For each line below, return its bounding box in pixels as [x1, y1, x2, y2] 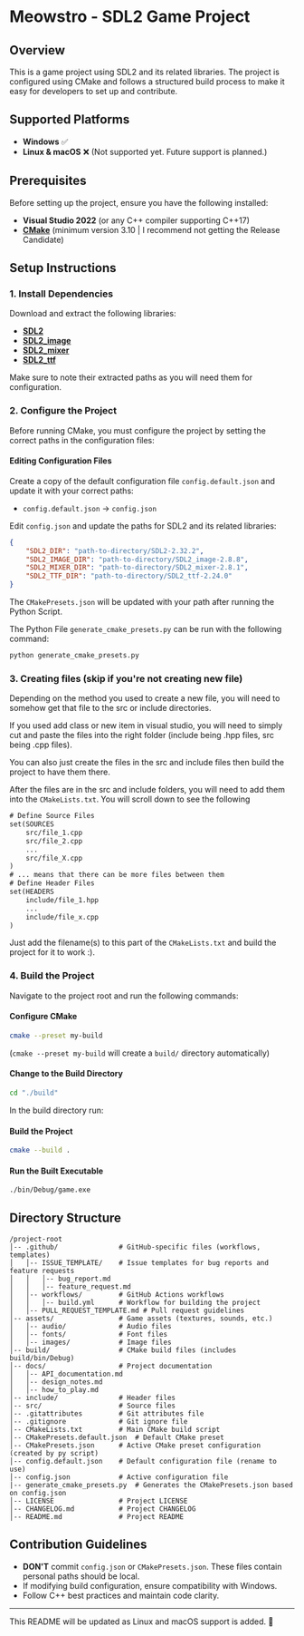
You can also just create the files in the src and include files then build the [9, 757, 285, 768]
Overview [9, 43, 66, 58]
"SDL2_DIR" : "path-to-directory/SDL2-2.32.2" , [25, 546, 204, 555]
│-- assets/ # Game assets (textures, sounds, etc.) [9, 1313, 273, 1323]
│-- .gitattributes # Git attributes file [9, 1408, 204, 1418]
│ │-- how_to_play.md [9, 1385, 100, 1394]
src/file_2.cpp [25, 836, 83, 845]
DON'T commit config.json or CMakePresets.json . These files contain [22, 1561, 282, 1572]
